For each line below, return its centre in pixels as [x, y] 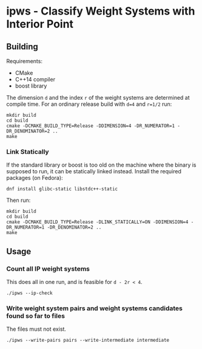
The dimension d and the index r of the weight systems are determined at [98, 98]
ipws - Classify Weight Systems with [101, 11]
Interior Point [40, 24]
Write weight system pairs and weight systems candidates [95, 308]
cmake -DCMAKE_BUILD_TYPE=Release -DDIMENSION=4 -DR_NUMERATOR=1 [90, 126]
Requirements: [24, 61]
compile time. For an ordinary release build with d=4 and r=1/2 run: [89, 104]
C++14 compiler [35, 79]
